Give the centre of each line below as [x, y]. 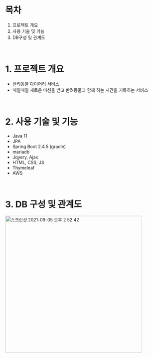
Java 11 [20, 136]
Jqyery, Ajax [25, 157]
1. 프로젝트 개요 [35, 69]
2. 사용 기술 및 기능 [42, 122]
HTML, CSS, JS [28, 162]
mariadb [21, 152]
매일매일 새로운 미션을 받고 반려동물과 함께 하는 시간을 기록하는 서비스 [80, 90]
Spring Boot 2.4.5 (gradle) [39, 146]
